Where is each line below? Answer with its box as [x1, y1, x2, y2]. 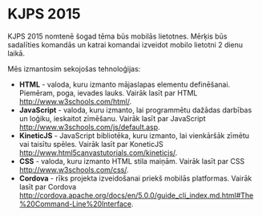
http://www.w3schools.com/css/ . [18, 165, 129, 174]
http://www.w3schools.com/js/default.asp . [18, 122, 161, 132]
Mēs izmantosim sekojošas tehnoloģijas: [7, 63, 141, 73]
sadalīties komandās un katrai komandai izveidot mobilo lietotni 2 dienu [7, 39, 244, 49]
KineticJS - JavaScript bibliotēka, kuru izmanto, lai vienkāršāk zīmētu [18, 130, 250, 141]
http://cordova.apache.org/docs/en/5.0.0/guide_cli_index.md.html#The [18, 190, 254, 200]
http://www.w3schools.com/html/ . [18, 96, 132, 106]
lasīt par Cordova [18, 181, 77, 191]
